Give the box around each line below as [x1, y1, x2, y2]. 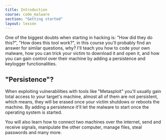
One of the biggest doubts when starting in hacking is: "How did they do [5, 35, 153, 41]
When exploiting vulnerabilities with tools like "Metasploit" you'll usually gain [5, 89, 162, 94]
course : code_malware [5, 12, 50, 17]
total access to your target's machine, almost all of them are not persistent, [5, 93, 159, 99]
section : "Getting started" [5, 16, 63, 21]
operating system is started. [5, 109, 62, 115]
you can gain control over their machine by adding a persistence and [5, 55, 146, 62]
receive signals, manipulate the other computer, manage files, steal [5, 124, 142, 130]
